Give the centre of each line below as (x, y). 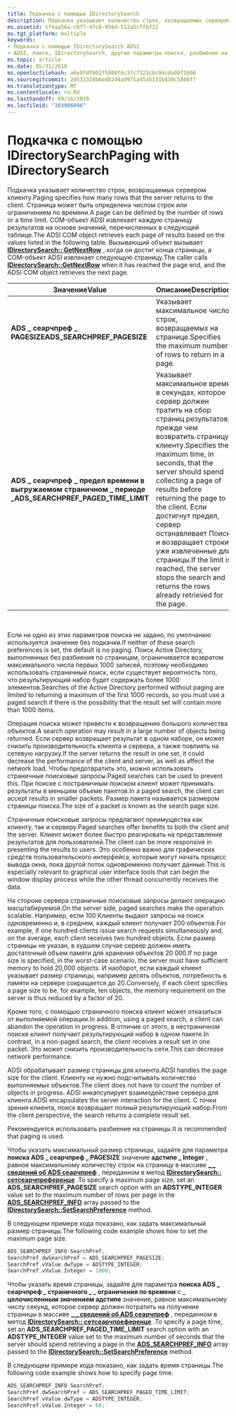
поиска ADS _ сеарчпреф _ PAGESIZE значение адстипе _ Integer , (108, 1157)
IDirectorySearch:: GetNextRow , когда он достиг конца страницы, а (110, 250)
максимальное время (193, 383)
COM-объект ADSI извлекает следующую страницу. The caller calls (107, 257)
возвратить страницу (192, 436)
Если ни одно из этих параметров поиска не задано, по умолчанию (109, 634)
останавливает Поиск (193, 533)
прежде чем (177, 427)
